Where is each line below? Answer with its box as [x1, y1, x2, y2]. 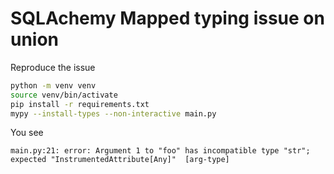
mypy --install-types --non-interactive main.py [10, 108, 217, 119]
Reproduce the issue [10, 61, 96, 73]
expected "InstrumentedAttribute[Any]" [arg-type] [10, 155, 230, 165]
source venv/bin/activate [10, 90, 118, 100]
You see [10, 127, 44, 139]
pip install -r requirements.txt [10, 99, 150, 109]
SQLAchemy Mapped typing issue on [10, 7, 325, 30]
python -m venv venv [10, 80, 97, 91]
